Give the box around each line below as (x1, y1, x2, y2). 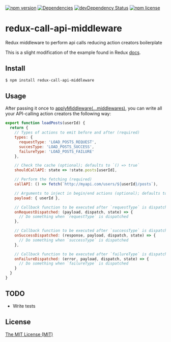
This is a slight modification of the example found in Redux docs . (5, 49, 141, 56)
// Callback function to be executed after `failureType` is (14, 251, 147, 257)
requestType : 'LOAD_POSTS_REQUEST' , (18, 139, 97, 145)
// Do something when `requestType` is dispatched (18, 214, 129, 219)
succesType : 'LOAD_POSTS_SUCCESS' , (18, 144, 95, 149)
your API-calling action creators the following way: (5, 111, 111, 117)
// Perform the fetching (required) (14, 177, 93, 182)
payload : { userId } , (14, 195, 60, 201)
